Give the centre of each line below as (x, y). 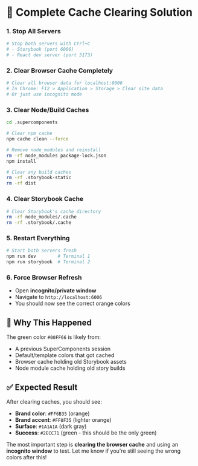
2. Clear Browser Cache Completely (60, 71)
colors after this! (27, 457)
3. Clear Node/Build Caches (48, 110)
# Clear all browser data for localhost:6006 (64, 83)
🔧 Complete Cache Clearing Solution (100, 12)
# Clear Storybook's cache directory (54, 211)
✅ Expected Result (42, 387)
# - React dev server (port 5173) (50, 55)
